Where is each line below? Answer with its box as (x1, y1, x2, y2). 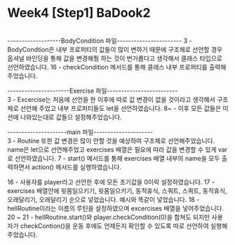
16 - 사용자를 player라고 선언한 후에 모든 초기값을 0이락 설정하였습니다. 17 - (7, 178, 215, 186)
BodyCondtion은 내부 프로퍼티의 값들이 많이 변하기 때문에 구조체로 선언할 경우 (7, 45, 223, 53)
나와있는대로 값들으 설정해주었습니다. (20, 112, 122, 121)
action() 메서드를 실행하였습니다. (31, 163, 121, 171)
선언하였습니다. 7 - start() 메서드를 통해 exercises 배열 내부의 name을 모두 (14, 154, 220, 162)
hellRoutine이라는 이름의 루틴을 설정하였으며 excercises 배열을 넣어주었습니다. (7, 204, 224, 212)
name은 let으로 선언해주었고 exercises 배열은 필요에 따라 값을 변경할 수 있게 (7, 145, 217, 154)
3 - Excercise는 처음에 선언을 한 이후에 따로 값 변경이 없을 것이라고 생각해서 (7, 95, 215, 103)
